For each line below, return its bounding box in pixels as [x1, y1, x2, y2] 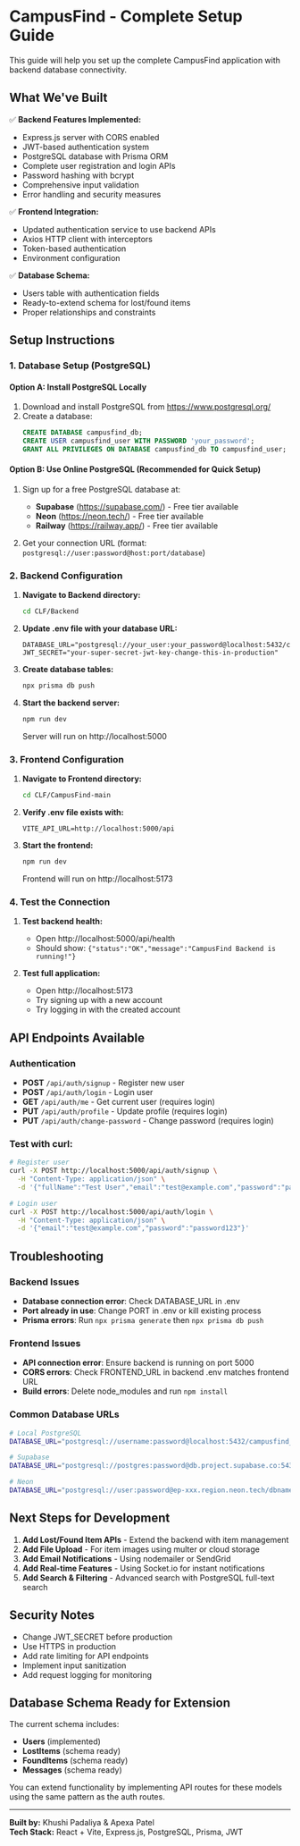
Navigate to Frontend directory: [21, 773, 143, 784]
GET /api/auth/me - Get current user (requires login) [21, 1097, 216, 1108]
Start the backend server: [21, 697, 121, 708]
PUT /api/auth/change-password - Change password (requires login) [21, 1116, 274, 1126]
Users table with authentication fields [21, 288, 160, 299]
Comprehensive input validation [21, 179, 140, 190]
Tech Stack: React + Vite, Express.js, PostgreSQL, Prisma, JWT [9, 1826, 244, 1838]
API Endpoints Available [9, 1030, 146, 1045]
